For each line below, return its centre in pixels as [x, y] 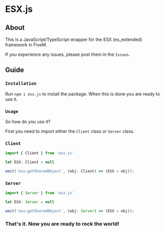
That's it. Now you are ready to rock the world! [62, 224]
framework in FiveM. [26, 45]
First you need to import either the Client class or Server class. [70, 131]
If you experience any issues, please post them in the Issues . [68, 54]
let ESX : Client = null [30, 162]
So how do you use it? [28, 121]
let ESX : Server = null [30, 202]
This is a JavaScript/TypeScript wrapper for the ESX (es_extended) [74, 39]
